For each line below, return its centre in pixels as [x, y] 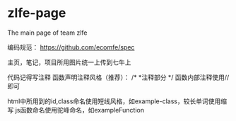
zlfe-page [37, 13]
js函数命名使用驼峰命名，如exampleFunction [80, 110]
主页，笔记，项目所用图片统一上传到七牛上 [69, 62]
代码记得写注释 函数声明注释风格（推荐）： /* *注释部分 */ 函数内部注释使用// [118, 77]
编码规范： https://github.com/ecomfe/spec [71, 47]
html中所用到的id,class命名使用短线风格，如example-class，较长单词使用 [114, 101]
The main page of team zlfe [47, 33]
